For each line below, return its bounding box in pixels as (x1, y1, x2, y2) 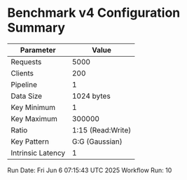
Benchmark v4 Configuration (7, 5, 181, 21)
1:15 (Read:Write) (71, 125, 132, 134)
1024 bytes (71, 91, 111, 101)
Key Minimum (11, 102, 56, 112)
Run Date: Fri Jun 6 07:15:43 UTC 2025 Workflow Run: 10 (7, 166, 172, 174)
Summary (7, 20, 65, 36)
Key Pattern (11, 137, 49, 146)
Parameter (20, 45, 56, 55)
